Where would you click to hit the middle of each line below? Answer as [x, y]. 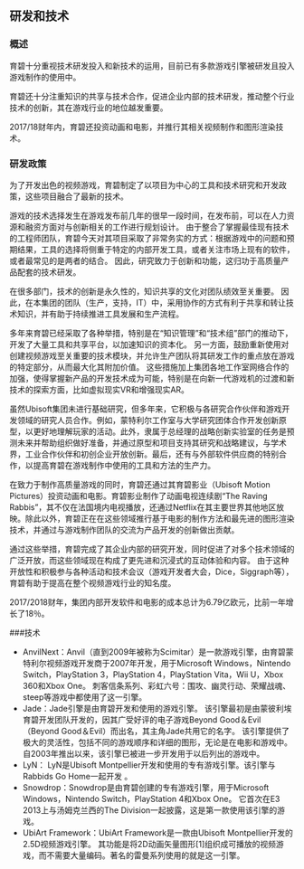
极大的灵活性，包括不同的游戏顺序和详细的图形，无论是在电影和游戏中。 [157, 742]
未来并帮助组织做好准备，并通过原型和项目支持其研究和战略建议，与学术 [152, 442]
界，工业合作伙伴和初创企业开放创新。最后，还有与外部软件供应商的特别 [144, 454]
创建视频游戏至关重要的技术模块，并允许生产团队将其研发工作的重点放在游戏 [152, 355]
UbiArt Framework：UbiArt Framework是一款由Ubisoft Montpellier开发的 [158, 832]
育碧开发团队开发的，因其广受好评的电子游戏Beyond [120, 719]
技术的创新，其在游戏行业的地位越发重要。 [89, 108]
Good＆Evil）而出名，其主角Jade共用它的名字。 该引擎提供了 [176, 731]
